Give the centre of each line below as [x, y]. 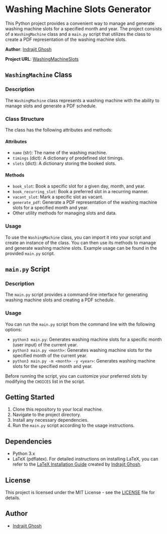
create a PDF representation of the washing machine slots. [66, 39]
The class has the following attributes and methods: [59, 129]
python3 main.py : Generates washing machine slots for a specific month [87, 339]
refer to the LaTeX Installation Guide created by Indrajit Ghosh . [77, 464]
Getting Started [30, 397]
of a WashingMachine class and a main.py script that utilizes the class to [78, 34]
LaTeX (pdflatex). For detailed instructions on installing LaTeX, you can [85, 459]
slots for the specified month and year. [53, 366]
